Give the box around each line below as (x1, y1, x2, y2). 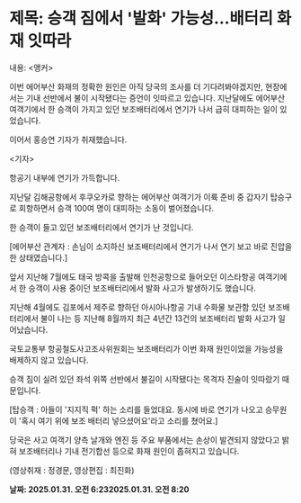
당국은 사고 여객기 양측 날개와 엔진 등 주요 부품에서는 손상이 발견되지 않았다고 (9, 434, 280, 445)
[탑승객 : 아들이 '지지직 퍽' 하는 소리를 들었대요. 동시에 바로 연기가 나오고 (9, 404, 263, 415)
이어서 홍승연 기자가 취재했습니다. (9, 134, 128, 145)
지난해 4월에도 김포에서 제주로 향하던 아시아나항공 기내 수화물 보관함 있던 (9, 301, 267, 312)
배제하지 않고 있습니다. (9, 355, 89, 365)
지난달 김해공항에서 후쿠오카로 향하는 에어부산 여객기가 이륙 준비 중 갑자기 (9, 191, 269, 202)
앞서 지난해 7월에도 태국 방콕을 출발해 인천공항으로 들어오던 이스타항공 (9, 271, 256, 282)
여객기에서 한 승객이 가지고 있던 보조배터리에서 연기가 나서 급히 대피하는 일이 (9, 103, 279, 114)
